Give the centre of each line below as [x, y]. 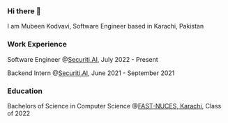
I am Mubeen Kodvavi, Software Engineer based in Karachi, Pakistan [106, 26]
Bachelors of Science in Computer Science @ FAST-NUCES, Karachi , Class [114, 106]
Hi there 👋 [24, 11]
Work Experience [37, 44]
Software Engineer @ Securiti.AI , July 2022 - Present [83, 59]
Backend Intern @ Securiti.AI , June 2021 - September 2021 [91, 73]
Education [25, 91]
